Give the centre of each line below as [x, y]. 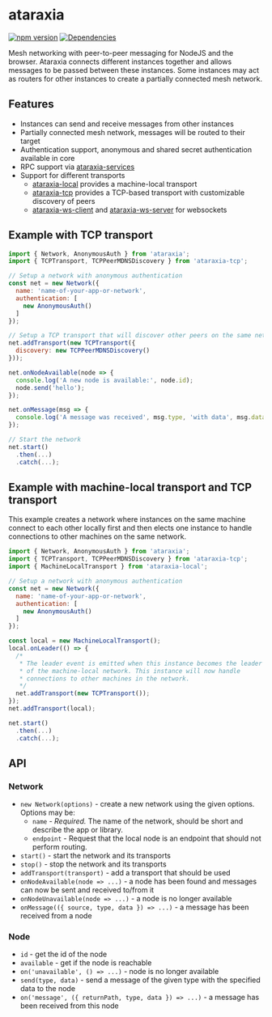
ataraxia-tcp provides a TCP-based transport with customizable [138, 193]
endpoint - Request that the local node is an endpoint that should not [147, 838]
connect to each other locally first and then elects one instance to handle [130, 528]
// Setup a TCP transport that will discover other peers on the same [130, 336]
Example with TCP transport [81, 235]
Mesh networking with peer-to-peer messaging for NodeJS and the [121, 53]
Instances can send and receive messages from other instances [127, 124]
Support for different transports [72, 175]
